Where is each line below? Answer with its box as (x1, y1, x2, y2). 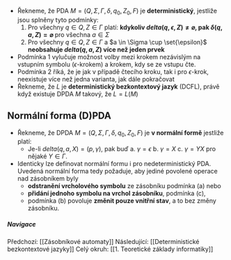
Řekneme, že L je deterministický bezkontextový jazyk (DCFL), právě (17, 82, 220, 91)
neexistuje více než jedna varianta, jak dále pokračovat (17, 75, 175, 83)
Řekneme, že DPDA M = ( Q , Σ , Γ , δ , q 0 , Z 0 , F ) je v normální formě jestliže (17, 128, 224, 139)
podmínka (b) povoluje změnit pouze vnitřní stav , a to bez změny (27, 197, 217, 205)
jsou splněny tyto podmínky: (17, 15, 99, 24)
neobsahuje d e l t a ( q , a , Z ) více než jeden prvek (27, 45, 165, 54)
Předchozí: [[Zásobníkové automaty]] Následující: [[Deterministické (7, 238, 200, 246)
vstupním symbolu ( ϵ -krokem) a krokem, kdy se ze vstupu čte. (17, 60, 196, 68)
